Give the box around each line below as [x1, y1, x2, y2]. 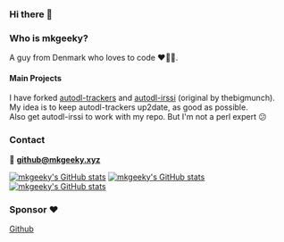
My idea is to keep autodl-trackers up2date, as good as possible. [9, 102, 248, 113]
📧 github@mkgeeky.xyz [9, 154, 101, 164]
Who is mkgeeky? [9, 31, 89, 44]
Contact [9, 134, 46, 146]
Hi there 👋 [9, 8, 54, 21]
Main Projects [9, 72, 63, 83]
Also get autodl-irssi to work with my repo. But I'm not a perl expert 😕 [9, 112, 267, 122]
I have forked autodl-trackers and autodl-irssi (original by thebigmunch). [9, 93, 275, 104]
